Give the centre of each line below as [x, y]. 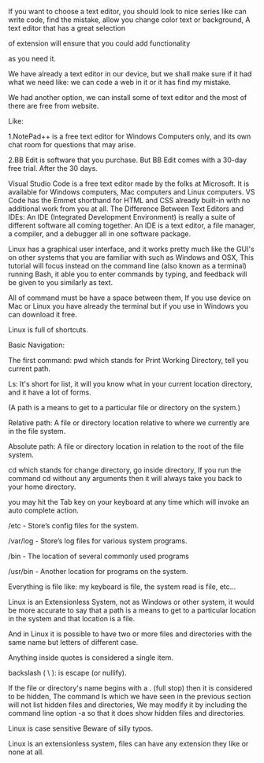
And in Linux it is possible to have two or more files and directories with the [130, 634]
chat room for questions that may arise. [72, 144]
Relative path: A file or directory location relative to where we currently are [129, 423]
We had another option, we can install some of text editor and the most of [128, 97]
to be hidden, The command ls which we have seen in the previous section [130, 696]
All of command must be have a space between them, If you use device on [129, 298]
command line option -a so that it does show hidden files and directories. [127, 713]
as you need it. [32, 59]
